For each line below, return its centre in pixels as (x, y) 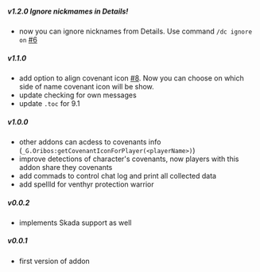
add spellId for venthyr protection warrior (86, 184)
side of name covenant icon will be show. (86, 86)
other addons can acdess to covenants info (90, 142)
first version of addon (54, 261)
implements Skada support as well (75, 223)
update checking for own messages (78, 95)
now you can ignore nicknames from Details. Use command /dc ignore (135, 31)
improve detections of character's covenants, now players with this (129, 159)
